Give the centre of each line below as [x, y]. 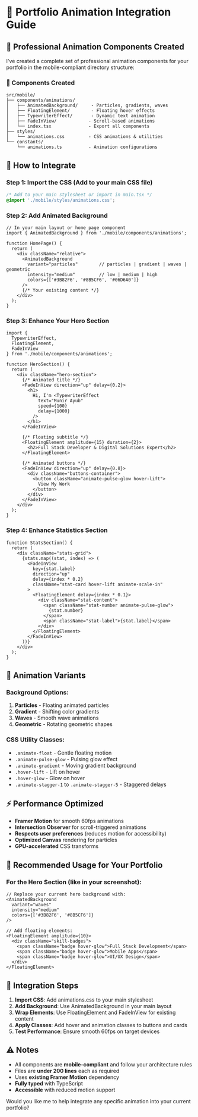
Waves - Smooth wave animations [57, 718]
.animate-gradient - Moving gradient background [75, 765]
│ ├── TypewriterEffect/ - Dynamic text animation [81, 116]
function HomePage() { [34, 243]
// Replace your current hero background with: [66, 894]
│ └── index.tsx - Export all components [78, 126]
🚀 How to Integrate [41, 165]
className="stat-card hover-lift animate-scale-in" [98, 584]
